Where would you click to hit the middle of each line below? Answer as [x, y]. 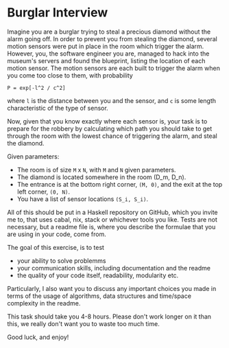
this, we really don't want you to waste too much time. [83, 323]
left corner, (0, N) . [44, 192]
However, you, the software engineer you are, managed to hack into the [108, 54]
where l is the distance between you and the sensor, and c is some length [111, 100]
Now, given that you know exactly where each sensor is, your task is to [107, 121]
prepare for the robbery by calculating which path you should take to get [110, 128]
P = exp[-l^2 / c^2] [37, 88]
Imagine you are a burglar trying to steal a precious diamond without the [109, 32]
